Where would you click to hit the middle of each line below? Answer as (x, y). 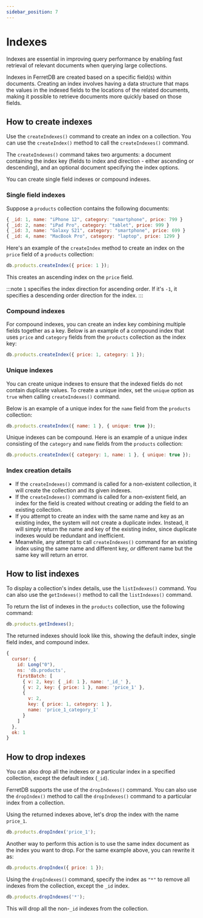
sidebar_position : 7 (32, 12)
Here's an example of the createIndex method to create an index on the (95, 248)
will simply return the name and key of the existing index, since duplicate (106, 529)
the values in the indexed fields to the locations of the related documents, (98, 90)
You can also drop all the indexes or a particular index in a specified (91, 772)
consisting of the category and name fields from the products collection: (95, 444)
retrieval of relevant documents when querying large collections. (87, 65)
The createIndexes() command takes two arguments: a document (89, 155)
